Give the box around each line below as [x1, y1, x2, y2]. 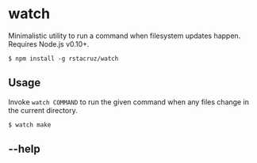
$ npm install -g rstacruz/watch [8, 55, 119, 63]
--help [8, 142, 41, 156]
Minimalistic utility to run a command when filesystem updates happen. [8, 31, 241, 40]
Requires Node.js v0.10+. [8, 39, 90, 48]
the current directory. [8, 105, 78, 115]
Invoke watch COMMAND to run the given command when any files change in [8, 97, 250, 107]
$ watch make [8, 120, 52, 129]
